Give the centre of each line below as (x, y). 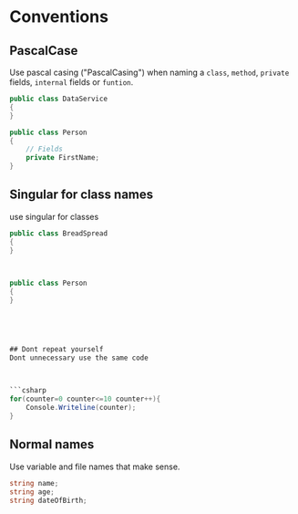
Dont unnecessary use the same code (79, 358)
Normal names (52, 445)
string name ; (34, 483)
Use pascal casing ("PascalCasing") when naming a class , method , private (149, 72)
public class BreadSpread (58, 233)
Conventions (59, 17)
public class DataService (58, 99)
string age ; (32, 492)
